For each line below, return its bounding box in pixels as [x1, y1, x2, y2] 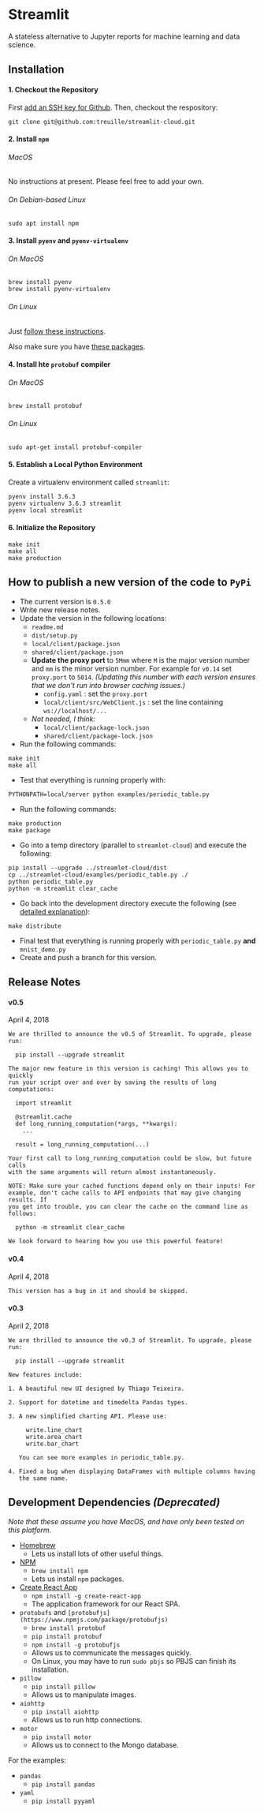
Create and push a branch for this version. [19, 952, 158, 962]
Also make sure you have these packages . [8, 342, 146, 351]
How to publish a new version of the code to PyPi [8, 576, 251, 589]
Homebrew [19, 1540, 56, 1549]
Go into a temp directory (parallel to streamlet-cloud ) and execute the [19, 840, 247, 850]
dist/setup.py [31, 631, 78, 640]
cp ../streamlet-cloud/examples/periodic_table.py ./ [8, 870, 189, 879]
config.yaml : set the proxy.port [43, 689, 148, 698]
